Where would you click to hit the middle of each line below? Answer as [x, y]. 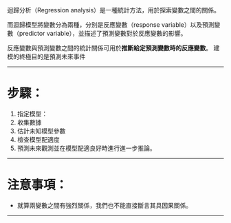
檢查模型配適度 [38, 139]
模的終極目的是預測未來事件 [46, 56]
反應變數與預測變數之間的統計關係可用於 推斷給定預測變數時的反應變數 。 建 [113, 48]
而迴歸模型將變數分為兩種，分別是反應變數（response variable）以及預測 [111, 25]
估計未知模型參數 [41, 131]
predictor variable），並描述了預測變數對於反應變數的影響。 [103, 33]
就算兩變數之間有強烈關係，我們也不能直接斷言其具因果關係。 [104, 205]
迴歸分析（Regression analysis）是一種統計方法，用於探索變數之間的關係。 [114, 10]
